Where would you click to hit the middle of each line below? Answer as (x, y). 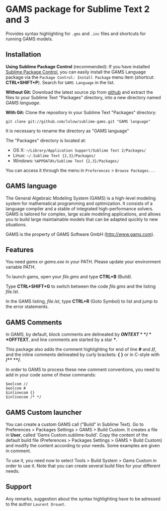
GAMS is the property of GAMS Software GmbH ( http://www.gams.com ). (80, 234)
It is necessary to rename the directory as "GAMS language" (67, 131)
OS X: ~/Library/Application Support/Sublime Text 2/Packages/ (79, 150)
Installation (23, 55)
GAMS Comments (34, 322)
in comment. (18, 451)
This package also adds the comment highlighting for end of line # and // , (81, 349)
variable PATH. (21, 267)
